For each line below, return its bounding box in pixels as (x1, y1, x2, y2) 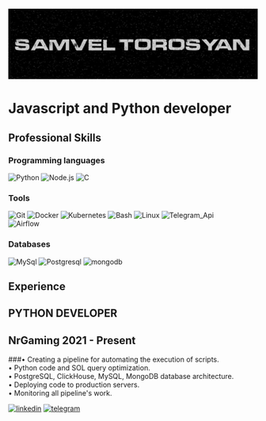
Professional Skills (8, 131, 101, 144)
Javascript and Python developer (8, 100, 232, 117)
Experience (8, 280, 66, 293)
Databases (8, 239, 51, 250)
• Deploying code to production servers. (8, 380, 140, 389)
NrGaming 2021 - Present (8, 334, 136, 347)
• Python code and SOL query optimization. (8, 363, 150, 373)
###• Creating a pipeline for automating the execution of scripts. (8, 354, 219, 365)
